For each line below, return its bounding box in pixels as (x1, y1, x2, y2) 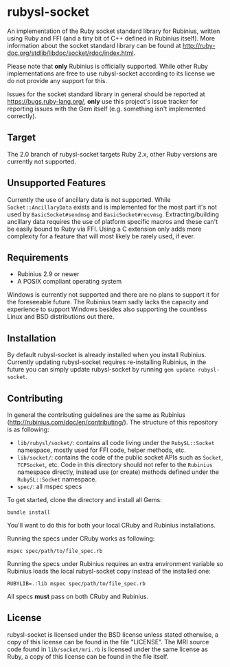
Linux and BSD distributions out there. (7, 313, 115, 321)
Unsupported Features (7, 177, 106, 189)
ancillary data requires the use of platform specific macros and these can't (7, 217, 218, 225)
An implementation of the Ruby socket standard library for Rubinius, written (7, 27, 220, 35)
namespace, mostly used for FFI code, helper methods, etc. (16, 446, 187, 454)
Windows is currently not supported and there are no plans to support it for (7, 291, 220, 299)
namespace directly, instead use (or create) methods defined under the (16, 468, 220, 476)
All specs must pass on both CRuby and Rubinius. (7, 592, 149, 600)
